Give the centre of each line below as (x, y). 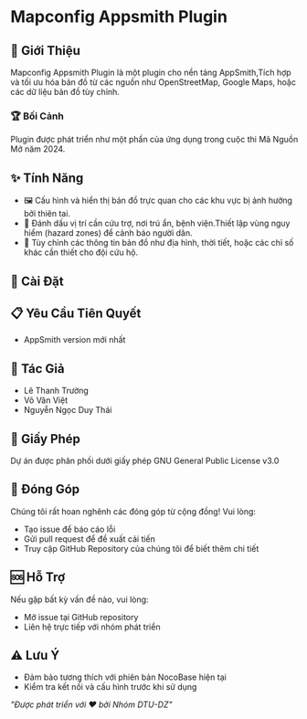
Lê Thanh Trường (56, 391)
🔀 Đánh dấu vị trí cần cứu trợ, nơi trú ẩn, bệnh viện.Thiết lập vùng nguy (157, 223)
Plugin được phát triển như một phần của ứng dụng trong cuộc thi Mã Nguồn (154, 140)
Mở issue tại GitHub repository (81, 617)
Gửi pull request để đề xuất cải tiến (90, 539)
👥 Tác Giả (37, 369)
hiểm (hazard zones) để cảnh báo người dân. (108, 233)
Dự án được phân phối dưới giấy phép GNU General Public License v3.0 (145, 460)
